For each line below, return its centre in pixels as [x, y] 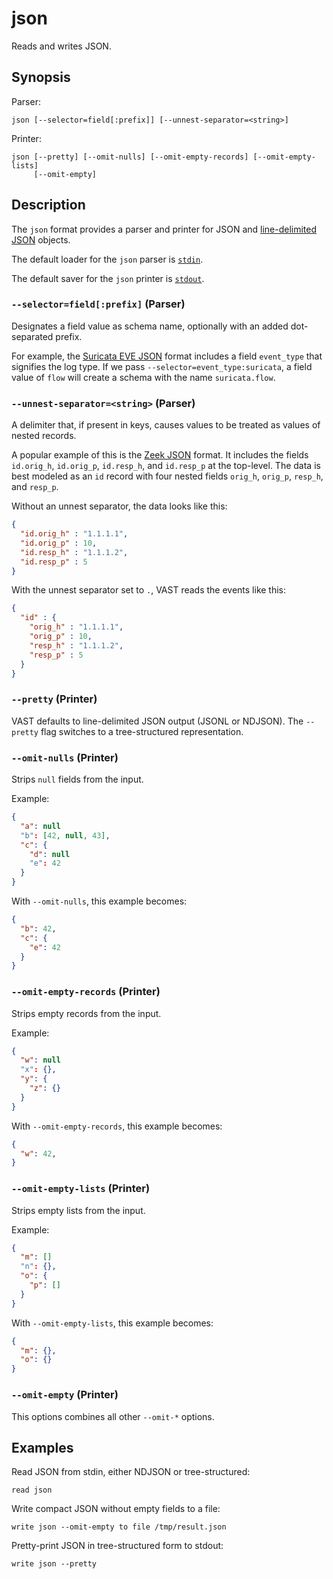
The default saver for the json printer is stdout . [108, 278]
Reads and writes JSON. [61, 46]
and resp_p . [35, 487]
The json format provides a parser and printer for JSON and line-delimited [164, 229]
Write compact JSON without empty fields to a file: [116, 1509]
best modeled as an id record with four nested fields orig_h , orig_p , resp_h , [167, 476]
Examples [42, 1447]
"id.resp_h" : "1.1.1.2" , [74, 552]
